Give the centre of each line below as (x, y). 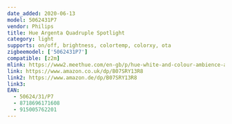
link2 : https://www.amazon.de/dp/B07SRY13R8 (72, 77)
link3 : (17, 84)
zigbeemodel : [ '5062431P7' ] (48, 52)
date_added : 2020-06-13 (41, 13)
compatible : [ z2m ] (33, 59)
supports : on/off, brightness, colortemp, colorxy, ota (89, 45)
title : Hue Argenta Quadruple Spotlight (66, 33)
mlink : (17, 65)
